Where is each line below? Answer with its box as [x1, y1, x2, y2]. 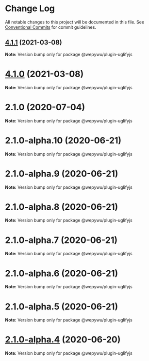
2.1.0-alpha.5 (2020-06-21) [5, 301, 118, 312]
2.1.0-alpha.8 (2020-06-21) [5, 201, 118, 212]
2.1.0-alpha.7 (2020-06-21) [5, 235, 118, 245]
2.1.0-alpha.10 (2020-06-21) [5, 135, 122, 146]
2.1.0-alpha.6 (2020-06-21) [5, 268, 118, 279]
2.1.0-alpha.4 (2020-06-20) [5, 334, 121, 345]
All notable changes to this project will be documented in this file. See [5, 19, 145, 25]
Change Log [5, 3, 55, 14]
